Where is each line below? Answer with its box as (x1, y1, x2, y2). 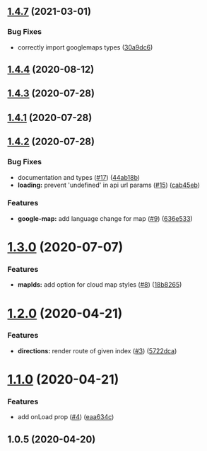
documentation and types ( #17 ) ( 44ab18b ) (17, 173, 140, 181)
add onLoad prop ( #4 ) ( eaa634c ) (17, 413, 114, 421)
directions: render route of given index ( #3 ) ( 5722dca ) (17, 346, 177, 355)
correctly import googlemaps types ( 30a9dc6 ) (17, 42, 153, 52)
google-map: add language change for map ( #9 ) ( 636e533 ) (17, 214, 193, 222)
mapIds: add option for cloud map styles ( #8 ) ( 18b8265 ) (17, 280, 182, 289)
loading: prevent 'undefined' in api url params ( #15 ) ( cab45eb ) (17, 181, 200, 189)
